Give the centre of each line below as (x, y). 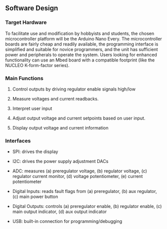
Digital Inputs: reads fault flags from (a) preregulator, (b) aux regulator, (84, 191)
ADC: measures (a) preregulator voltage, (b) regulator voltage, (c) (80, 171)
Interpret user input (32, 108)
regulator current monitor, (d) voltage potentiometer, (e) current (78, 176)
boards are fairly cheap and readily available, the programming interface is (82, 44)
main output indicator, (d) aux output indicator (60, 211)
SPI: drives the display (35, 151)
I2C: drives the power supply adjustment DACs (60, 161)
